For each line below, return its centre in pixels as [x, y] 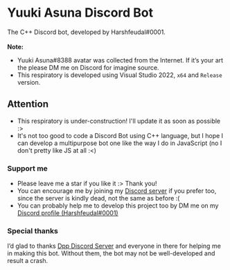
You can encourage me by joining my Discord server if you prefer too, [117, 191]
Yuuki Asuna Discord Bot [80, 13]
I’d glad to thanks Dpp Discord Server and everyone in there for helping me [114, 246]
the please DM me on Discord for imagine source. [88, 67]
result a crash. [28, 261]
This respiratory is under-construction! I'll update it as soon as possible [119, 121]
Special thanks [33, 230]
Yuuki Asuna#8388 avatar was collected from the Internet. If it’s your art [120, 60]
